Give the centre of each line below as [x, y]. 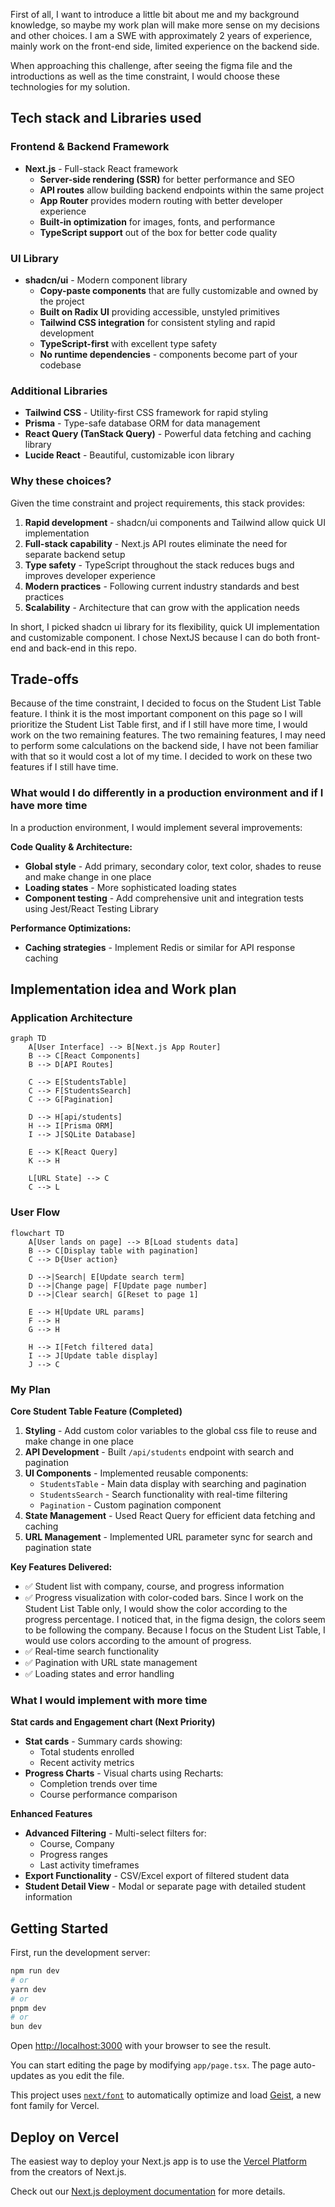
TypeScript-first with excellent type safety [128, 343]
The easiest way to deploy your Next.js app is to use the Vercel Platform [159, 2161]
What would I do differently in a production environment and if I [167, 793]
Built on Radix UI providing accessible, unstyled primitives [159, 311]
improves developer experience [90, 575]
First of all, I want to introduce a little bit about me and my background [155, 14]
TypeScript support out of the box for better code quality [158, 232]
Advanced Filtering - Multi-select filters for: [115, 1833]
